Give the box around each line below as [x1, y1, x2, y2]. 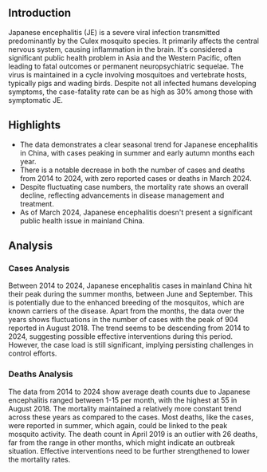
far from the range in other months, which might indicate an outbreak [8, 438, 235, 447]
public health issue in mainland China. [19, 215, 145, 226]
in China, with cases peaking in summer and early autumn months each [19, 147, 255, 158]
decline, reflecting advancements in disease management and [19, 191, 225, 200]
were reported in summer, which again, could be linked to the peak [8, 420, 228, 430]
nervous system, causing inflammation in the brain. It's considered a [8, 44, 233, 54]
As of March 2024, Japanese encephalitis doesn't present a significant [19, 207, 253, 217]
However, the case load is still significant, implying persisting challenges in [8, 340, 253, 350]
